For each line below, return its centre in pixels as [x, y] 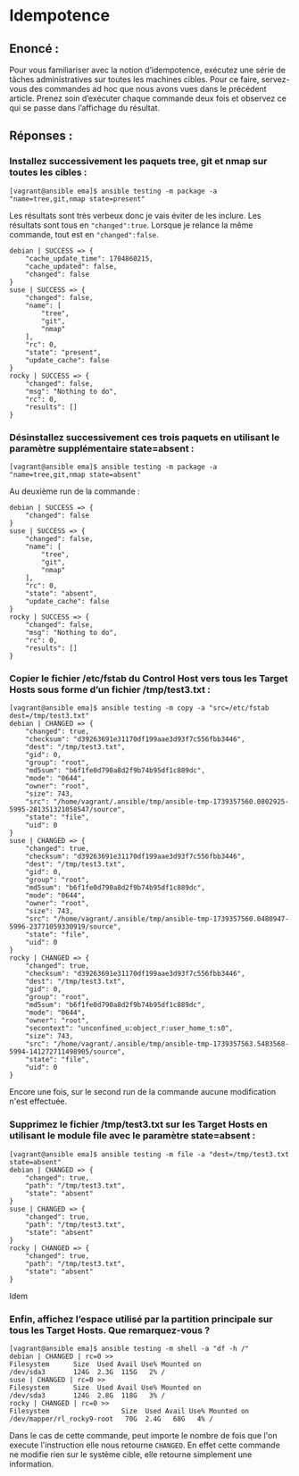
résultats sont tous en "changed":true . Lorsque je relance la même [131, 225]
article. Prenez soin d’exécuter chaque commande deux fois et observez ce [148, 98]
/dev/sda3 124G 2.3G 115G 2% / [87, 1372]
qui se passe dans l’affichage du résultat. [85, 108]
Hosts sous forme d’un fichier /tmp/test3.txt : [110, 689]
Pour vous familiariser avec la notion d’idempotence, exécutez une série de [147, 70]
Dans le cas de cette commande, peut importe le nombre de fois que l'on [143, 1435]
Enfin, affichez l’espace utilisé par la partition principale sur [141, 1319]
